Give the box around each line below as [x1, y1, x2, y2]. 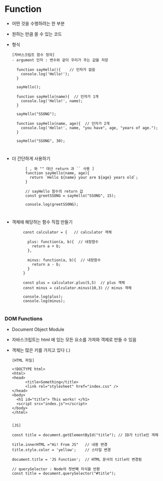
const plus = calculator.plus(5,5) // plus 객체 [23, 280, 125, 285]
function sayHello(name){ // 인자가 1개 [16, 94, 99, 99]
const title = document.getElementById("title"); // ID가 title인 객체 [11, 432, 159, 437]
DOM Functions [4, 315, 43, 322]
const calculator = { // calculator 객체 [23, 230, 112, 235]
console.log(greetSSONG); [25, 202, 79, 207]
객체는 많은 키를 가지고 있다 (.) [11, 347, 71, 353]
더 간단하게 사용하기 [11, 156, 50, 161]
